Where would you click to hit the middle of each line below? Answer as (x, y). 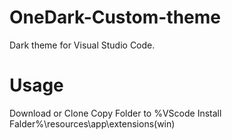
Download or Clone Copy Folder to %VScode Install (115, 113)
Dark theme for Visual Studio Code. (82, 45)
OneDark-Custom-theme (115, 17)
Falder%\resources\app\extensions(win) (92, 123)
